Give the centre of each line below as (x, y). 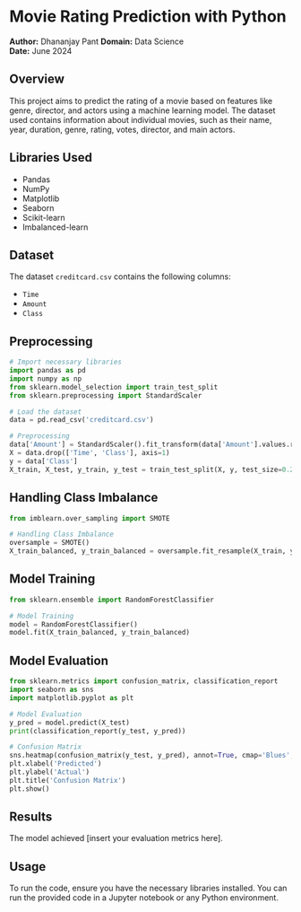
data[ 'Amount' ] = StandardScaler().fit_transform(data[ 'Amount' (132, 445)
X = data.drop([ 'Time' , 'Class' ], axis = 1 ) (90, 453)
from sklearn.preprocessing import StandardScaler (106, 395)
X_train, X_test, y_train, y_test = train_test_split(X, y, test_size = (146, 469)
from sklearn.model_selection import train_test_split (114, 387)
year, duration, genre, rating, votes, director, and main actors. (122, 129)
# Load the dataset (46, 412)
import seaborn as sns (52, 689)
